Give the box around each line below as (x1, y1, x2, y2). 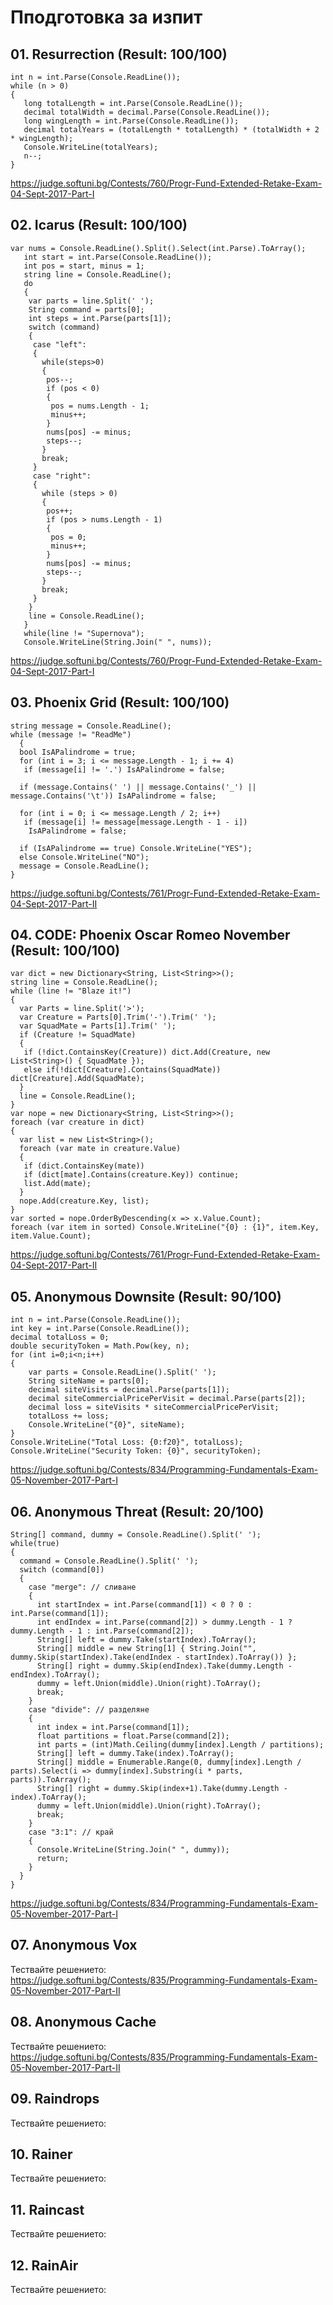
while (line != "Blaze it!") (10, 986, 132, 996)
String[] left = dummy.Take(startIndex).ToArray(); (36, 1635, 257, 1645)
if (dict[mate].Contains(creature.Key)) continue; (23, 1170, 240, 1180)
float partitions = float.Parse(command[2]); (36, 1731, 230, 1741)
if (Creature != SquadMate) (19, 1030, 137, 1040)
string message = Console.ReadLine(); (10, 721, 172, 731)
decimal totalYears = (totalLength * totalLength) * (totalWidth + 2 (23, 125, 320, 135)
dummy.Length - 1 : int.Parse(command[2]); (10, 1626, 195, 1636)
